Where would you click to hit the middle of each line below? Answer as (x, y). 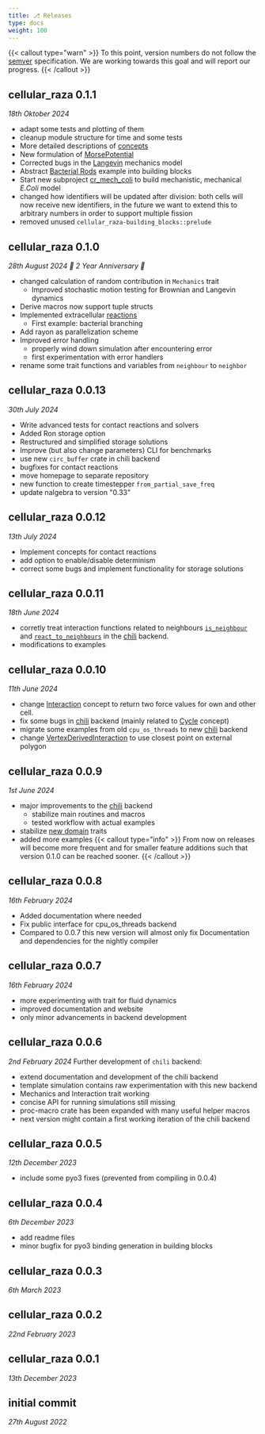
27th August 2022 (38, 1422)
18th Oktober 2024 (39, 114)
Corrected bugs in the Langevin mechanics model (101, 163)
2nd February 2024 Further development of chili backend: (105, 1061)
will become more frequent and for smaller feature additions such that (133, 848)
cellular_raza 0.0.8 (55, 881)
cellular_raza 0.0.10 (57, 670)
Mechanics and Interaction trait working (85, 1093)
